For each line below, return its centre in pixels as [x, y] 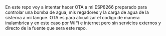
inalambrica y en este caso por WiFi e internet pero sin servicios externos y [83, 23]
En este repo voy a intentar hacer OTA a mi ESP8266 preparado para [76, 7]
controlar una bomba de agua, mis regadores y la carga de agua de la [77, 12]
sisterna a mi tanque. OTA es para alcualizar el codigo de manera [72, 18]
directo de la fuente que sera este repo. [46, 28]
